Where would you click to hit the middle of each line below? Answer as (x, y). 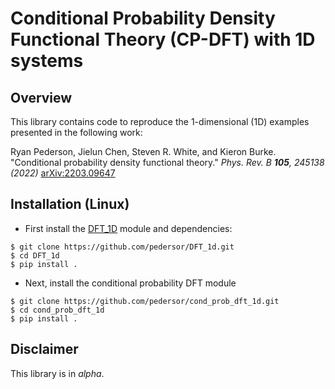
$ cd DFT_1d (35, 255)
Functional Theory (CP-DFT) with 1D (163, 39)
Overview (41, 97)
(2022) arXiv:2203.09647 (63, 173)
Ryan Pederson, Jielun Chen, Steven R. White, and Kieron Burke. (143, 151)
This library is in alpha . (57, 373)
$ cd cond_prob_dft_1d (57, 310)
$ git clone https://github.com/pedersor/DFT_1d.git (122, 247)
